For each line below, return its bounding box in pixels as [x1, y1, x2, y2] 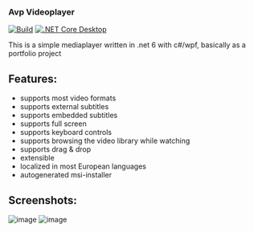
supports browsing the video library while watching [19, 136, 190, 146]
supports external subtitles [19, 102, 109, 112]
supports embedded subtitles [19, 111, 118, 120]
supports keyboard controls [19, 128, 113, 137]
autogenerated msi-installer [19, 170, 113, 180]
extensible [19, 153, 55, 163]
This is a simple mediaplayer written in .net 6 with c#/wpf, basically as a [8, 40, 247, 50]
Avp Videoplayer [8, 6, 75, 18]
